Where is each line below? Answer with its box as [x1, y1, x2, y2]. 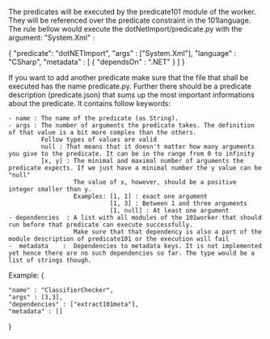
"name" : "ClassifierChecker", [8, 286, 114, 294]
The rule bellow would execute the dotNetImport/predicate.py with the [8, 24, 243, 33]
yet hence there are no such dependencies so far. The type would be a [8, 249, 255, 257]
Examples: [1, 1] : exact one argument [73, 192, 208, 200]
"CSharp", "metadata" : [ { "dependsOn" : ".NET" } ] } [8, 57, 186, 67]
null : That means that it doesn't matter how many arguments [40, 143, 255, 151]
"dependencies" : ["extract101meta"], [8, 300, 139, 308]
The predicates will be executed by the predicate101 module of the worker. [8, 7, 256, 16]
